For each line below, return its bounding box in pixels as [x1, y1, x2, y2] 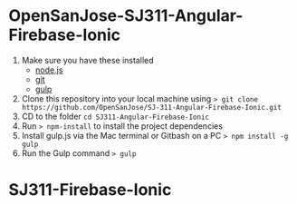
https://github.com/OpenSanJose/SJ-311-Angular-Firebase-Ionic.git [21, 102, 282, 112]
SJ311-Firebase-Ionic [8, 180, 172, 200]
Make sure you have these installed [21, 54, 154, 65]
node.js [34, 64, 63, 75]
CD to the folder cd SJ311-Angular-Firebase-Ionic [21, 111, 210, 122]
